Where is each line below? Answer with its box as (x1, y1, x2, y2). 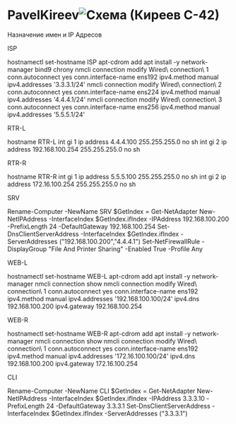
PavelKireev (7, 7, 80, 23)
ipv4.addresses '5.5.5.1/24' (7, 110, 85, 119)
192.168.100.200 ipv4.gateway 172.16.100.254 (7, 359, 138, 368)
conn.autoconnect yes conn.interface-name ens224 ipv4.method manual (7, 87, 220, 96)
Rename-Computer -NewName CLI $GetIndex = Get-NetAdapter (7, 387, 196, 395)
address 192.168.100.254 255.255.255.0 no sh (7, 145, 141, 153)
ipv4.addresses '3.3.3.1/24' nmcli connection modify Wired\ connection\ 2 (7, 80, 223, 88)
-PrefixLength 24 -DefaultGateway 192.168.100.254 (7, 222, 156, 231)
